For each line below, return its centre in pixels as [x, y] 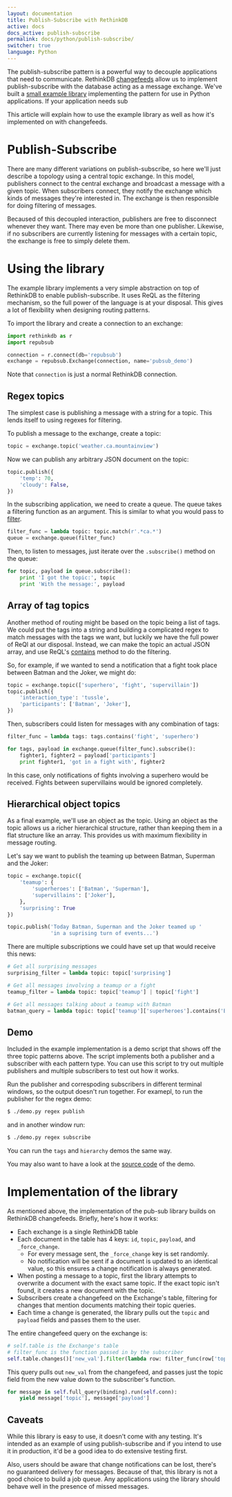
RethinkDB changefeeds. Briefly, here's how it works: [83, 1218]
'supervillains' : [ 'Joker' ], [74, 895]
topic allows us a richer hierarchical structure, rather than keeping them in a [115, 828]
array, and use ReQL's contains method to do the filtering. [89, 651]
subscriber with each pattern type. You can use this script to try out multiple [116, 1063]
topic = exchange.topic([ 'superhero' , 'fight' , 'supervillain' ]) [103, 685]
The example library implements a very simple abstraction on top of [103, 288]
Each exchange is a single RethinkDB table [78, 1232]
